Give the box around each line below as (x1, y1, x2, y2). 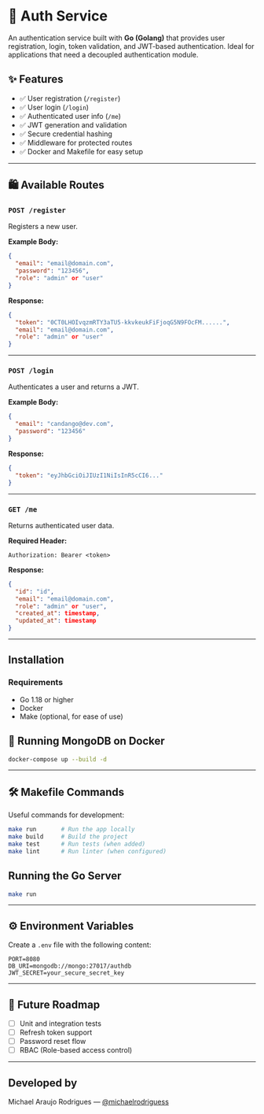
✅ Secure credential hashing (19, 129, 112, 139)
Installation (8, 653, 64, 667)
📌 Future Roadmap (8, 997, 101, 1011)
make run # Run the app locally (8, 826, 135, 834)
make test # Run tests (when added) (8, 840, 146, 848)
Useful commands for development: (8, 810, 124, 820)
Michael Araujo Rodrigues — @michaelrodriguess (8, 1097, 169, 1107)
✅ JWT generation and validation (19, 120, 127, 129)
